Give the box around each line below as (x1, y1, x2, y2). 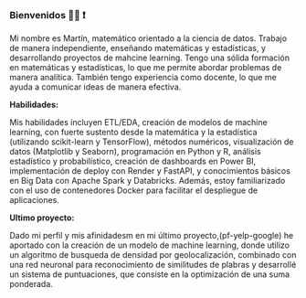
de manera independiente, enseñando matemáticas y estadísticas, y (9, 43, 267, 54)
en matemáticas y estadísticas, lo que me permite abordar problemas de (9, 62, 282, 73)
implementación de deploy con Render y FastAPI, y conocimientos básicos (9, 165, 290, 176)
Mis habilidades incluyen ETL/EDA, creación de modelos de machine (9, 117, 268, 128)
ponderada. (9, 279, 53, 290)
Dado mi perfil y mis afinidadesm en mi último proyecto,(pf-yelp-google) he (9, 230, 294, 241)
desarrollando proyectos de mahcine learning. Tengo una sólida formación (9, 52, 290, 63)
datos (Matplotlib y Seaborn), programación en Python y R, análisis (9, 146, 262, 157)
